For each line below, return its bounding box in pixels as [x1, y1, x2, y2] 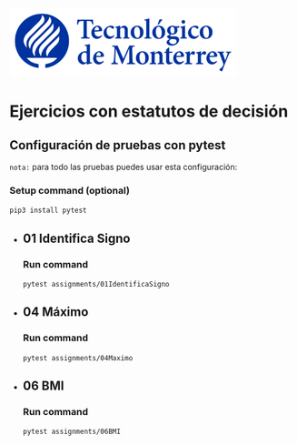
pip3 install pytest [9, 206, 88, 216]
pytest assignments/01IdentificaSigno [22, 279, 170, 288]
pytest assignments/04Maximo [22, 353, 134, 362]
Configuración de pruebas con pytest [9, 137, 226, 153]
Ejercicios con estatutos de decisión [9, 101, 289, 122]
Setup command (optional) [9, 184, 130, 197]
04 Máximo [22, 304, 89, 320]
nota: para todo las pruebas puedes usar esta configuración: [9, 162, 238, 172]
